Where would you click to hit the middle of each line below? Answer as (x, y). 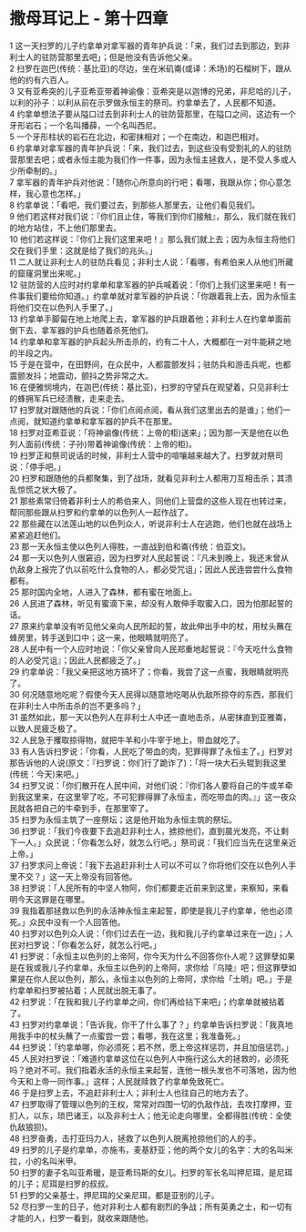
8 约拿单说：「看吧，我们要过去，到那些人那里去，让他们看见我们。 (135, 205)
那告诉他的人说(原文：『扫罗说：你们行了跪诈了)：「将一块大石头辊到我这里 (148, 762)
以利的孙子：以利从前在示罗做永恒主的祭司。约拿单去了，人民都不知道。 (145, 102)
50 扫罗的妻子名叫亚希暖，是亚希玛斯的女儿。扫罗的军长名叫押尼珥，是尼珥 (151, 1172)
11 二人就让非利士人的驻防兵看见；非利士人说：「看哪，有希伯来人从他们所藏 (152, 261)
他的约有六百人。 (41, 79)
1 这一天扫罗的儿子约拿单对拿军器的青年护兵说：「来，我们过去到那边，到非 (150, 46)
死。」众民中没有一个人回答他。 (67, 921)
